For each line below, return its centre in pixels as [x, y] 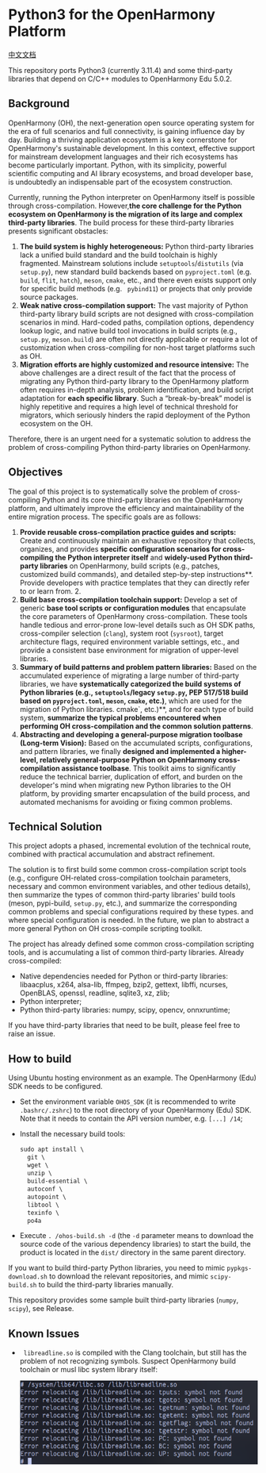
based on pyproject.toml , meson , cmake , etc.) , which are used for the [131, 701]
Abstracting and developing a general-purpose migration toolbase [131, 734]
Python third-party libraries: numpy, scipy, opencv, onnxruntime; [125, 1010]
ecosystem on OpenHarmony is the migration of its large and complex [125, 214]
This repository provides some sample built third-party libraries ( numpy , [123, 1300]
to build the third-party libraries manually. [106, 1285]
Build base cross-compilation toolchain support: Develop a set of [129, 599]
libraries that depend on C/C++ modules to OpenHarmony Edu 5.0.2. [120, 79]
